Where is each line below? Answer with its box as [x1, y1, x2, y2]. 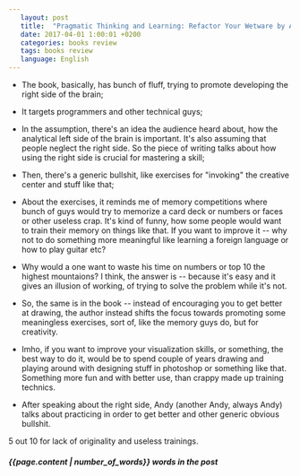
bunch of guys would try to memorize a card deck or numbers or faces [21, 206, 284, 216]
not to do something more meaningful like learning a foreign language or [21, 235, 289, 245]
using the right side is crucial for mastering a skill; [21, 152, 205, 162]
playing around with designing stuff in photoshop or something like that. [21, 363, 287, 373]
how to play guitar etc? [21, 244, 107, 255]
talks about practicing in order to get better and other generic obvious [21, 409, 279, 420]
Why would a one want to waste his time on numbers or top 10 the [21, 262, 266, 272]
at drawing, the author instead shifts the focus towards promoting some [21, 307, 287, 318]
